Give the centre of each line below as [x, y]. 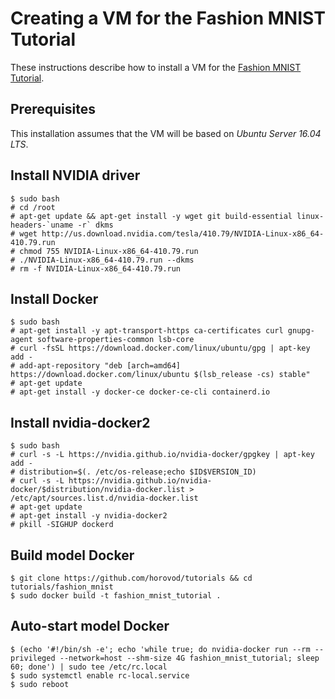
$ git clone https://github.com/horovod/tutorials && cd [131, 578]
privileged [33, 658]
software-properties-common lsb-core [115, 340]
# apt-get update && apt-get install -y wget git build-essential [151, 216]
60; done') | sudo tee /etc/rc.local [89, 667]
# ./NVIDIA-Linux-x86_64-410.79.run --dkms [102, 260]
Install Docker [54, 298]
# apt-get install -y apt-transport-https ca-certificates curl [147, 331]
